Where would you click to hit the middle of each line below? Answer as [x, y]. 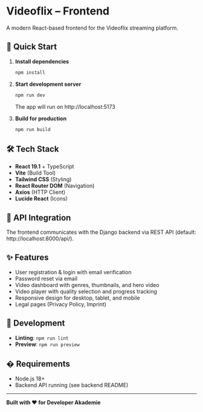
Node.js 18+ [30, 379]
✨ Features [27, 258]
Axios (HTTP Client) [40, 192]
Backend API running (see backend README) [72, 385]
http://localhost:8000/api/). [40, 239]
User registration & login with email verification [73, 272]
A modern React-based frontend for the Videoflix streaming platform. [92, 28]
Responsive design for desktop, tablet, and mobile [77, 298]
